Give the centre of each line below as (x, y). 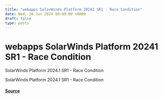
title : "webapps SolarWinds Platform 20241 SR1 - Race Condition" (74, 9)
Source (13, 91)
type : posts (17, 23)
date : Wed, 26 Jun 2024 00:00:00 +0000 (45, 14)
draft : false (18, 18)
